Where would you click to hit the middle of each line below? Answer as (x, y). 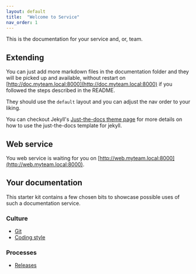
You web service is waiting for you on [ (53, 158)
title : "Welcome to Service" (43, 17)
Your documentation (44, 183)
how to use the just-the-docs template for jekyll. (64, 126)
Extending (25, 57)
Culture (17, 218)
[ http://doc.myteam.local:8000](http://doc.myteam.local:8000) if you (89, 84)
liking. (13, 108)
